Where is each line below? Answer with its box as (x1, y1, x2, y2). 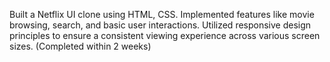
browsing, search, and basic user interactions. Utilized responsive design (9, 19, 312, 31)
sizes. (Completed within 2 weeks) (9, 40, 152, 52)
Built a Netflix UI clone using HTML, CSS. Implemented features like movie (9, 9, 315, 20)
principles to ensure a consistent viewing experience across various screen (9, 30, 321, 41)
